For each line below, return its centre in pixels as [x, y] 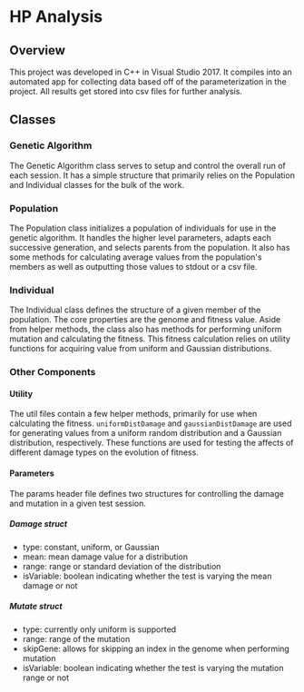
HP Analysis [56, 17]
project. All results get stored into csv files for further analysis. [126, 91]
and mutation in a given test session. [78, 503]
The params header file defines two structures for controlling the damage [147, 493]
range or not [46, 677]
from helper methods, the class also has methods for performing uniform [146, 330]
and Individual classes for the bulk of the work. [97, 184]
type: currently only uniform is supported [99, 629]
